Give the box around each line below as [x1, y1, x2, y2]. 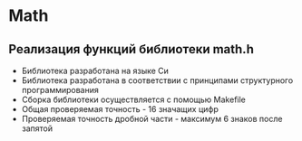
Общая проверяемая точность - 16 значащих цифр [21, 104, 219, 114]
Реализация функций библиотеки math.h [8, 42, 255, 57]
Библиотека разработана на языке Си [21, 65, 170, 76]
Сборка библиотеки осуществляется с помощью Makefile [21, 94, 247, 105]
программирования [21, 85, 99, 95]
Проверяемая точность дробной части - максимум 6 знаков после [21, 114, 283, 124]
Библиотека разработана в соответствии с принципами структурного [21, 75, 294, 86]
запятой [21, 123, 54, 134]
